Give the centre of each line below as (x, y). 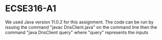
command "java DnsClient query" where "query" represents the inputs (77, 32)
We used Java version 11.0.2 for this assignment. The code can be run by (80, 22)
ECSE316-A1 (31, 9)
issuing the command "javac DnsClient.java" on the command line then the (81, 27)
